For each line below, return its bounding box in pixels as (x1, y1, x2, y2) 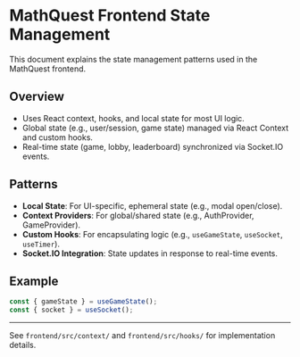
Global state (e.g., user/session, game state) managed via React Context (21, 122, 289, 133)
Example (9, 273, 59, 288)
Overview (9, 89, 65, 104)
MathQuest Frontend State (9, 5, 211, 26)
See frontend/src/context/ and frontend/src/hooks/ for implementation (9, 330, 276, 341)
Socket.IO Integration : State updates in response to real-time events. (21, 247, 279, 259)
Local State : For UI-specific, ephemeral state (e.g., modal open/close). (21, 200, 283, 211)
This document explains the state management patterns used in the (9, 54, 258, 64)
